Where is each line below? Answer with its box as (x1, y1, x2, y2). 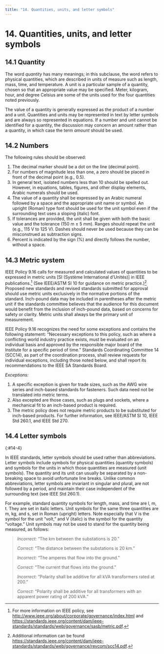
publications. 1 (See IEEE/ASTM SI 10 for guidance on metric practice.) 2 (5, 279, 147, 286)
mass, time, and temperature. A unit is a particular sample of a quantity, (5, 81, 149, 87)
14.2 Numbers (5, 141, 49, 150)
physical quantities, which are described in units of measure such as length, (5, 76, 158, 82)
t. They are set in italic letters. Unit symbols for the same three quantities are (5, 505, 159, 511)
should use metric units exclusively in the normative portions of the (5, 291, 140, 296)
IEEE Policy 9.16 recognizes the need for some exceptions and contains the (5, 326, 156, 332)
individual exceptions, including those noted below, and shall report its (5, 357, 146, 363)
